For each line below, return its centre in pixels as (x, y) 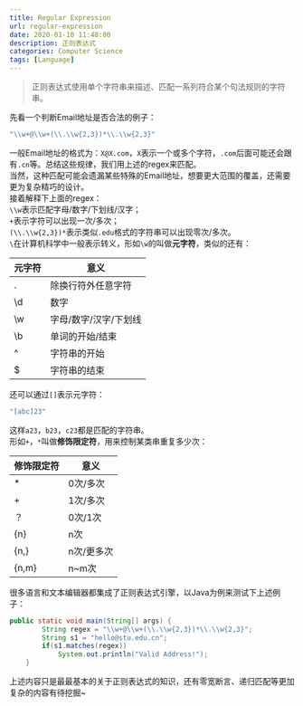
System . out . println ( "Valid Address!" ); (133, 654)
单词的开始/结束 (84, 336)
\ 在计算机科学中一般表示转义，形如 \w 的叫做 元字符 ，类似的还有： (130, 243)
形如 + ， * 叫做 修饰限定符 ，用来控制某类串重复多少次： (109, 441)
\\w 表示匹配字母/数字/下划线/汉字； (76, 209)
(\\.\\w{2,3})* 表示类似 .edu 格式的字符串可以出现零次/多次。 (123, 232)
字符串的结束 (78, 370)
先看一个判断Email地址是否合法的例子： (83, 117)
